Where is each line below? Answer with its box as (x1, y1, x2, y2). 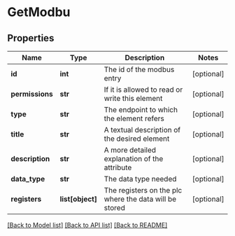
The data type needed (104, 174, 177, 183)
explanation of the (104, 154, 164, 163)
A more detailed (104, 145, 156, 155)
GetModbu (7, 4, 71, 20)
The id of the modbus (104, 64, 175, 74)
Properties (7, 32, 55, 44)
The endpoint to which (104, 105, 178, 114)
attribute (104, 162, 132, 172)
